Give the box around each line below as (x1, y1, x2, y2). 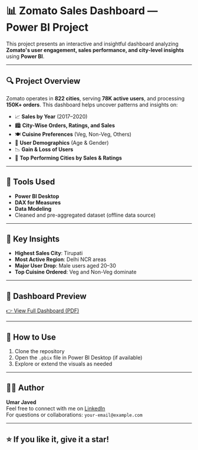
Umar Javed (6, 399, 37, 406)
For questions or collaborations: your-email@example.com (6, 411, 143, 418)
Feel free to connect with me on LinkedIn (6, 405, 105, 412)
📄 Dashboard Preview (6, 291, 87, 301)
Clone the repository (14, 348, 65, 354)
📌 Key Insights (6, 234, 60, 244)
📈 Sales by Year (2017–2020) (14, 113, 88, 120)
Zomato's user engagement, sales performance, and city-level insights (6, 46, 184, 53)
